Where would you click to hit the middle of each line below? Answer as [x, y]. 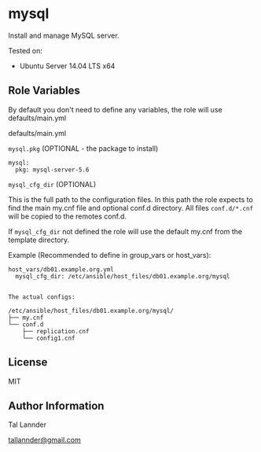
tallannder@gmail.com [44, 440]
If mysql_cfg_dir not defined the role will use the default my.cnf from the [125, 231]
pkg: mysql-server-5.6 [52, 170]
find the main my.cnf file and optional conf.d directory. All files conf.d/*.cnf [131, 208]
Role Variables [44, 91]
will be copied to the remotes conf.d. [68, 216]
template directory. [39, 240]
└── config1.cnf [49, 338]
